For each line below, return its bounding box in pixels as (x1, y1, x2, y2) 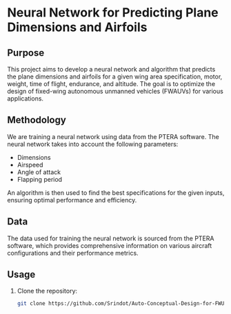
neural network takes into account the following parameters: (7, 140, 179, 148)
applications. (7, 94, 43, 103)
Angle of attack (17, 167, 61, 176)
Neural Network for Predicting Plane (7, 5, 219, 21)
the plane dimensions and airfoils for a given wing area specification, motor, (7, 72, 223, 81)
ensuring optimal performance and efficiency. (7, 196, 137, 204)
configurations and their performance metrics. (7, 249, 139, 257)
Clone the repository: (17, 287, 78, 295)
